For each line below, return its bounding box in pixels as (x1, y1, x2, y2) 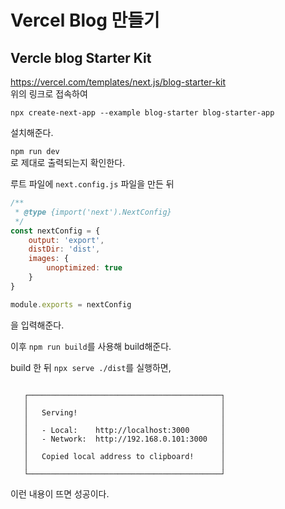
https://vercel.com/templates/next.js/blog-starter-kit (10, 76, 226, 88)
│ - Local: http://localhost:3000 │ (23, 425, 226, 435)
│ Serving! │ (23, 407, 226, 418)
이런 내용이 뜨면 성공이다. (10, 487, 110, 500)
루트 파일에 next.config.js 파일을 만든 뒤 (10, 178, 175, 190)
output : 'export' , (28, 235, 105, 245)
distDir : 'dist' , (28, 244, 101, 255)
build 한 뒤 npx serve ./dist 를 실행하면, (10, 361, 172, 373)
